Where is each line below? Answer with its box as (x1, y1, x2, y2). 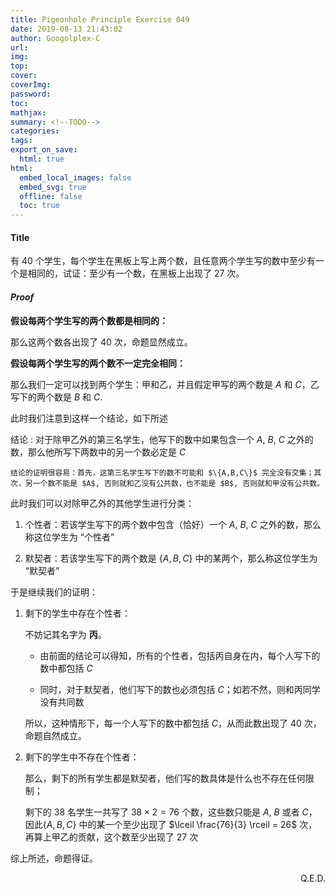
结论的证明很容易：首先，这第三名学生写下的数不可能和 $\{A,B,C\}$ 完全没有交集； (10, 467, 315, 478)
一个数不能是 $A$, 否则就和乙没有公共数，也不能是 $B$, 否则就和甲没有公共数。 (32, 478, 325, 488)
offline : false (19, 191, 83, 201)
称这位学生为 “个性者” (24, 531, 115, 543)
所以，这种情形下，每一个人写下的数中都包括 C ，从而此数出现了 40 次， (24, 717, 322, 729)
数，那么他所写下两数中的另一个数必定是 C (10, 446, 187, 458)
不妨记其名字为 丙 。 (24, 628, 107, 640)
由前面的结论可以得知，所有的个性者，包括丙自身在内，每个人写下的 (39, 649, 321, 661)
